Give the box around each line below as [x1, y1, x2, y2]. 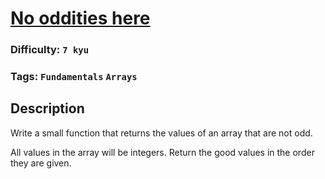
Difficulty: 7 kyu [10, 43, 90, 57]
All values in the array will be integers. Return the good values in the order [10, 146, 315, 158]
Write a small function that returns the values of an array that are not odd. [10, 127, 313, 139]
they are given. [10, 157, 72, 169]
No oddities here [10, 7, 151, 30]
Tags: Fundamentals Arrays [10, 70, 138, 84]
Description [10, 100, 85, 117]
